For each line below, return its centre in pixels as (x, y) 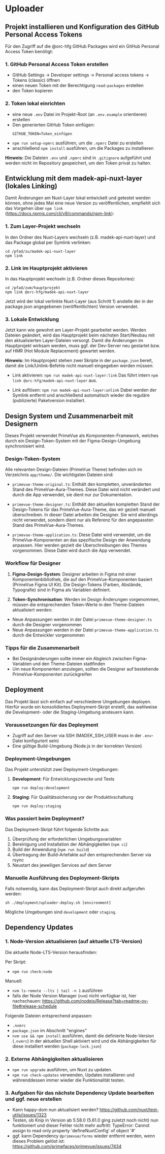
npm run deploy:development (41, 788)
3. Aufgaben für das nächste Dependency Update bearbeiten (80, 1093)
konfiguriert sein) (41, 741)
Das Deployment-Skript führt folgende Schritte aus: (57, 829)
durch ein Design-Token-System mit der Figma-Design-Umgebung (73, 441)
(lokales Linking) (31, 186)
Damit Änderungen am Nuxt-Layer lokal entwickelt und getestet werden (78, 198)
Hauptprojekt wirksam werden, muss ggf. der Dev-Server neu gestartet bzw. (82, 346)
